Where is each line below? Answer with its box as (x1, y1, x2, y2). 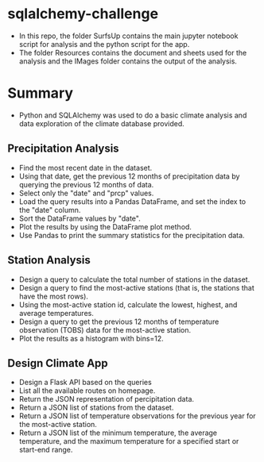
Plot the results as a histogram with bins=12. (18, 333, 164, 343)
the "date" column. (18, 205, 81, 214)
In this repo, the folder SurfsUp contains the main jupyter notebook (18, 31, 239, 40)
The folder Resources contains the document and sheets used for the (18, 48, 247, 57)
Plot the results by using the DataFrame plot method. (18, 221, 192, 231)
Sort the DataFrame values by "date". (18, 214, 141, 223)
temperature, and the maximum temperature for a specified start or (18, 437, 239, 446)
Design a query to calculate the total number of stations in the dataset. (18, 275, 250, 284)
